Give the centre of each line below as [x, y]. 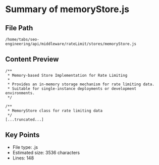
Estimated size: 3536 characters [46, 152]
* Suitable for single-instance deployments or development [72, 89]
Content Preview [32, 59]
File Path [19, 28]
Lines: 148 [23, 158]
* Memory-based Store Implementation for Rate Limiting [67, 75]
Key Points [22, 135]
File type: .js [25, 147]
